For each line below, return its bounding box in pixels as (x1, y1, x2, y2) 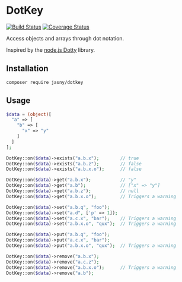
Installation (6, 64, 49, 74)
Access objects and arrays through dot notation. (6, 35, 124, 42)
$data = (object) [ (6, 111, 52, 117)
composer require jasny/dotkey (6, 79, 84, 85)
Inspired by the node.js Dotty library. (6, 46, 95, 54)
